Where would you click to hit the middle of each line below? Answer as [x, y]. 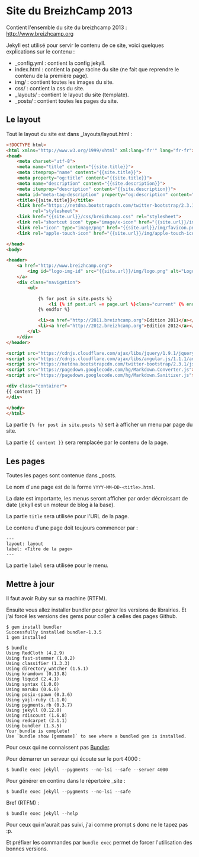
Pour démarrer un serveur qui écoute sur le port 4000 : [73, 759]
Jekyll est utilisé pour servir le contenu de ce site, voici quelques [85, 45]
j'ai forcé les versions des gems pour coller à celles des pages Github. [92, 616]
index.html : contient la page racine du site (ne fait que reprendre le [97, 69]
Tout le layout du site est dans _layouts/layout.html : [69, 134]
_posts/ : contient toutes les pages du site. [66, 101]
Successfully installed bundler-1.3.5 [54, 632]
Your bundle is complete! [38, 731]
